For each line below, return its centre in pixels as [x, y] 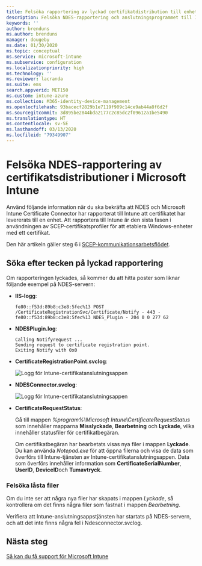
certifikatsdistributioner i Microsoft [96, 178]
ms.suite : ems [24, 85]
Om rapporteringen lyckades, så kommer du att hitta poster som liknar [93, 278]
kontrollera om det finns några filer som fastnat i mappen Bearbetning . [93, 505]
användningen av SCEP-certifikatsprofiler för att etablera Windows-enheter [99, 226]
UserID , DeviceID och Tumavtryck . [58, 470]
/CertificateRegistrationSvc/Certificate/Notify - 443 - [88, 312]
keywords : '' [23, 23]
